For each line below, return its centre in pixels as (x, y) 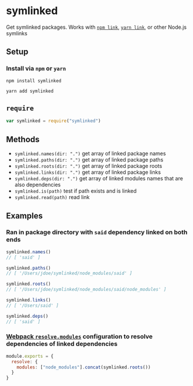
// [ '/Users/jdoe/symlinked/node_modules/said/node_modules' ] (86, 290)
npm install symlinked (34, 80)
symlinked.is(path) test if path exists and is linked (75, 191)
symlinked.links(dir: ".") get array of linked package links (88, 172)
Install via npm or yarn (36, 69)
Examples (24, 216)
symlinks (17, 33)
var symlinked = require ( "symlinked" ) (53, 121)
